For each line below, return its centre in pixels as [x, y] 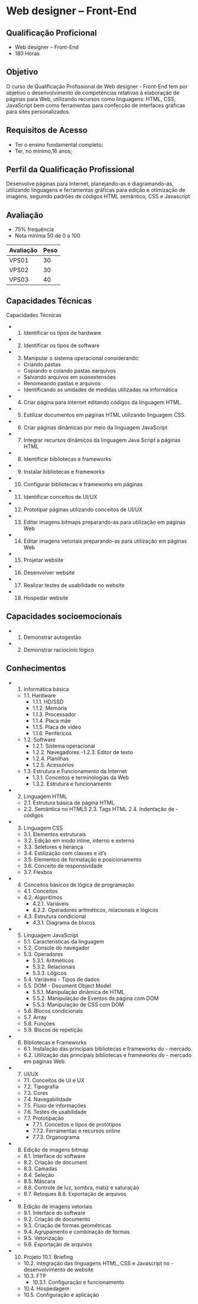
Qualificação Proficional [52, 33]
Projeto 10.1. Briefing [48, 1256]
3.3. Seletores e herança [53, 847]
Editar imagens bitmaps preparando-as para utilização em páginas [105, 522]
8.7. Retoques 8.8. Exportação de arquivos [75, 1194]
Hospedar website [46, 598]
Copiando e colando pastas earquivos [70, 371]
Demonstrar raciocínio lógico [59, 650]
